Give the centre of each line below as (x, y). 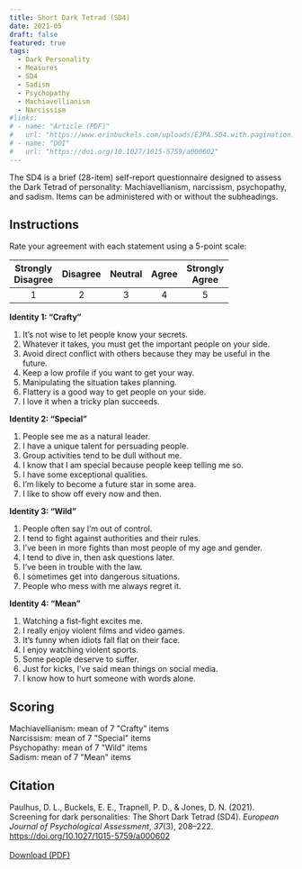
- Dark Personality (54, 59)
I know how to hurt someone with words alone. (109, 679)
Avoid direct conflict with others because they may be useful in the (146, 354)
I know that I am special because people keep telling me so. (133, 466)
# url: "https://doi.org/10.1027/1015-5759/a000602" (114, 151)
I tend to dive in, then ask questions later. (98, 557)
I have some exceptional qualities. (85, 475)
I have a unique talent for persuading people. (105, 446)
